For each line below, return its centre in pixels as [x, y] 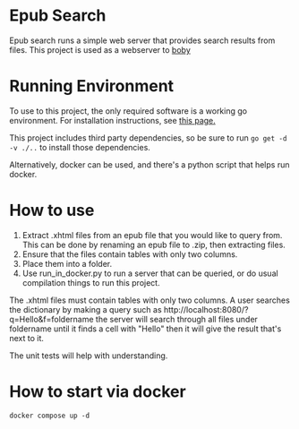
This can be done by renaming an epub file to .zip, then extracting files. [154, 245]
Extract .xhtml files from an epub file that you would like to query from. [152, 235]
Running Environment [92, 86]
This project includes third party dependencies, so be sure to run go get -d [148, 137]
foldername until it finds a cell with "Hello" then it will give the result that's [145, 329]
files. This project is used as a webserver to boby [100, 49]
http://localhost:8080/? [206, 309]
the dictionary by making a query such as [86, 309]
